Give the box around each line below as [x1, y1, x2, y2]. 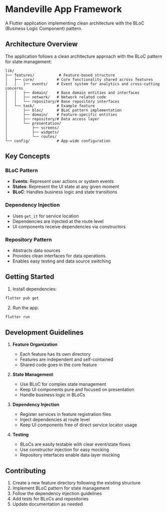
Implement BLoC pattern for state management [12, 485, 110, 491]
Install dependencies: [12, 286, 57, 292]
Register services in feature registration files [19, 411, 111, 417]
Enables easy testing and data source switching [12, 258, 111, 264]
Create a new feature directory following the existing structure [12, 480, 141, 486]
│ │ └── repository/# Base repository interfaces [5, 99, 120, 104]
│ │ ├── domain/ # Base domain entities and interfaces [5, 90, 140, 95]
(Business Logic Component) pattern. [5, 25, 82, 31]
